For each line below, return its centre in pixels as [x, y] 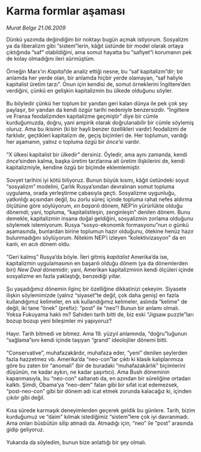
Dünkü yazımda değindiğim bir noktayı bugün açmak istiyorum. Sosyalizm [97, 39]
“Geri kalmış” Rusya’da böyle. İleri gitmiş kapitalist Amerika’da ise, [88, 256]
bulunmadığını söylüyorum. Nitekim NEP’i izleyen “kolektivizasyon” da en [96, 237]
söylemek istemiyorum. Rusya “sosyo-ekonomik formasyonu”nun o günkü [97, 224]
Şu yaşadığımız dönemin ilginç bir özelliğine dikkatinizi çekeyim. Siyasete [97, 289]
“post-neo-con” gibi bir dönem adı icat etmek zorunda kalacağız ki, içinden [99, 391]
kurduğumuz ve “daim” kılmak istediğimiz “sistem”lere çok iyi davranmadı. [97, 416]
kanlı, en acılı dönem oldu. [38, 244]
